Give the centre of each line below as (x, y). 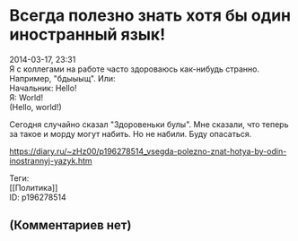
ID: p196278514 (38, 197)
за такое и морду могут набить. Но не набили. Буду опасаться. (131, 133)
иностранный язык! (88, 34)
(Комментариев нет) (70, 225)
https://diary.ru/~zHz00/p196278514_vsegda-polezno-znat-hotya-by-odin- (148, 151)
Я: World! (26, 97)
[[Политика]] (34, 187)
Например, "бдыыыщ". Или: (62, 78)
